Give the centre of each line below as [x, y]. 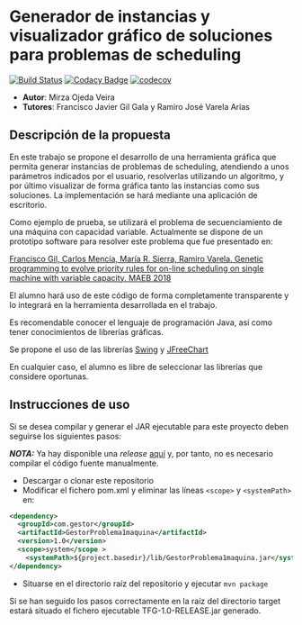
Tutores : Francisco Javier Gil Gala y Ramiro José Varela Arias [136, 106]
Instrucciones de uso [70, 405]
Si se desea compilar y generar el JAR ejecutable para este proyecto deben [149, 426]
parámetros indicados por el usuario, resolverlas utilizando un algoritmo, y [147, 176]
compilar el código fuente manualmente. [84, 463]
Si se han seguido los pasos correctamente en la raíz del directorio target [145, 601]
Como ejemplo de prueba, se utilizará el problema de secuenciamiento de [146, 222]
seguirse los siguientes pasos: [65, 436]
